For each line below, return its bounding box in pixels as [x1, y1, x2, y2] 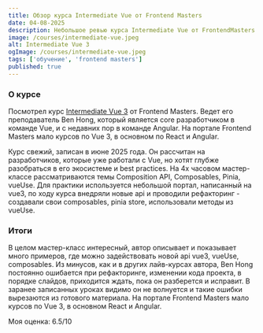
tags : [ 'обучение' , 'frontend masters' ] [8, 56, 143, 64]
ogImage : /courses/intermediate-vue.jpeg [8, 48, 146, 56]
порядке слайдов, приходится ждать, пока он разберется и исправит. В [8, 276, 250, 286]
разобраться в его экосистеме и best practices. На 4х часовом [8, 164, 220, 173]
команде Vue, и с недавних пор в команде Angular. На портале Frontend [8, 124, 252, 133]
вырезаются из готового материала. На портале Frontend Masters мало [8, 293, 250, 303]
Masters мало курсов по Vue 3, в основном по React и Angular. [8, 131, 220, 142]
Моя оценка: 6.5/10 [8, 316, 72, 327]
